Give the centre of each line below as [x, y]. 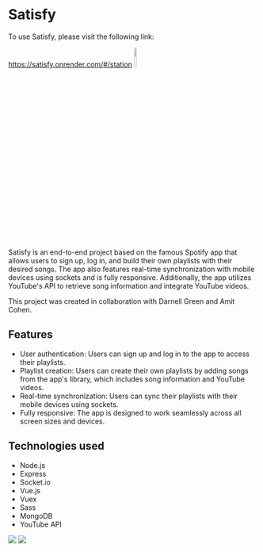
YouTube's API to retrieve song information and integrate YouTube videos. [129, 286]
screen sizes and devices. [62, 421]
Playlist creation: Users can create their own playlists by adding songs [134, 370]
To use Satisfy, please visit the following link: [81, 36]
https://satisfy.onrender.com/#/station [71, 64]
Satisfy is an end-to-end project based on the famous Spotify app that [123, 252]
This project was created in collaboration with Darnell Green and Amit [122, 301]
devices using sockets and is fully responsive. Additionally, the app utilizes [130, 277]
